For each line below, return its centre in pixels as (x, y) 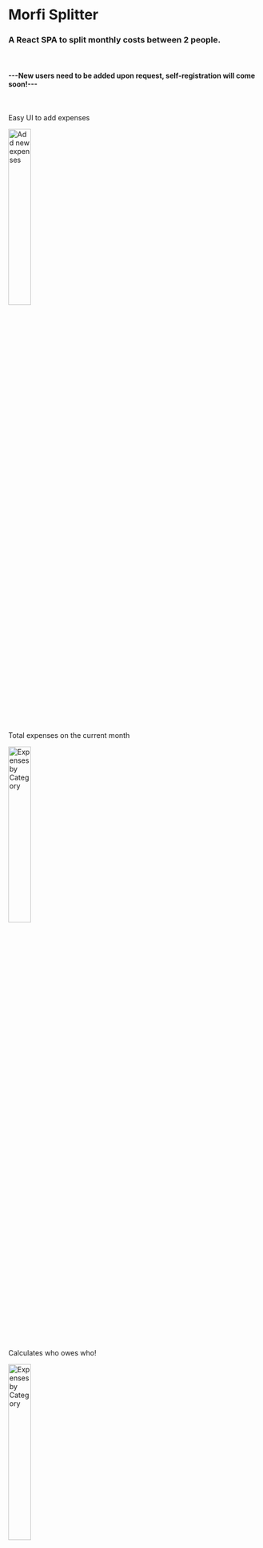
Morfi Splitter (53, 15)
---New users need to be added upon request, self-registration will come (132, 76)
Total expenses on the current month (69, 735)
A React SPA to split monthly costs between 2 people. (115, 40)
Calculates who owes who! (52, 1352)
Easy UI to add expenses (49, 117)
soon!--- (23, 84)
